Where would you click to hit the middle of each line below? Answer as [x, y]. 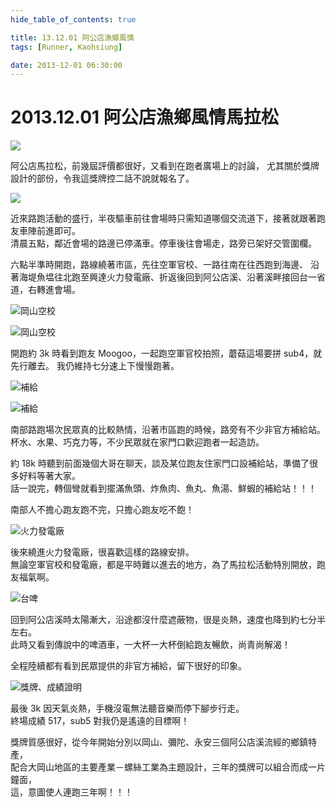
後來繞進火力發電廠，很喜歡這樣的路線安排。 [102, 552]
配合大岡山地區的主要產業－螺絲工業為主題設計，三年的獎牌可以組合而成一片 [168, 767]
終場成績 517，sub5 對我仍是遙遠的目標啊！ [100, 721]
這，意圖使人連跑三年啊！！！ [71, 792]
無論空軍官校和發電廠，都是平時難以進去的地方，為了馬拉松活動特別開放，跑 [168, 565]
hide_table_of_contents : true [73, 19]
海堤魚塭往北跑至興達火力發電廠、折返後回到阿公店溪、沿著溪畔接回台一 [167, 277]
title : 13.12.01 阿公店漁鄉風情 [72, 37]
